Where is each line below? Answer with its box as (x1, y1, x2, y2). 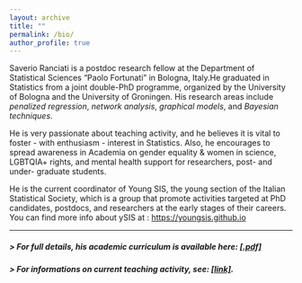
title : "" (9, 22, 47, 31)
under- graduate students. (9, 166, 107, 177)
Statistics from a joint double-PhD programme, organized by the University (9, 82, 286, 93)
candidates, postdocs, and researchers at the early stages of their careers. (9, 203, 287, 214)
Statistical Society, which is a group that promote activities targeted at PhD (9, 193, 286, 204)
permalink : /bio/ (9, 30, 75, 39)
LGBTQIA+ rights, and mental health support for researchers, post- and (9, 156, 272, 167)
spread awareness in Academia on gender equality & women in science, (9, 147, 277, 158)
